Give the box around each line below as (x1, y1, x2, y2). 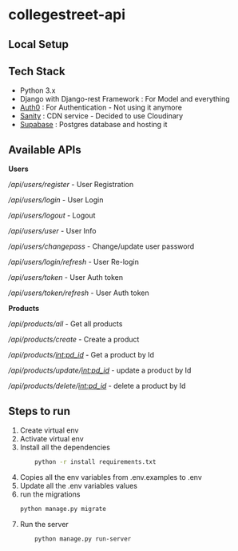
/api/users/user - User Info (8, 226, 97, 236)
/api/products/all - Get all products (8, 319, 123, 329)
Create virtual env (19, 425, 79, 435)
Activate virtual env (19, 434, 84, 444)
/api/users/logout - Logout (8, 210, 96, 221)
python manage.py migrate (19, 505, 106, 513)
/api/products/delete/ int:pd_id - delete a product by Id (8, 381, 186, 391)
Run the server (19, 519, 69, 529)
